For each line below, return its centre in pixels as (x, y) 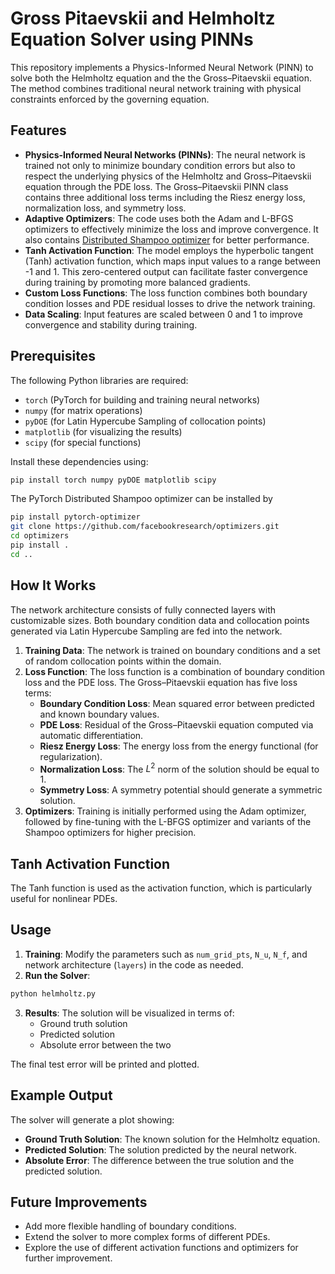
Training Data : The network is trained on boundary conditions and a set (172, 650)
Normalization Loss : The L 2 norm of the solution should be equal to (179, 768)
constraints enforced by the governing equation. (110, 99)
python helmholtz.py (53, 993)
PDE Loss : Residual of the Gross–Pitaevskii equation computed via (176, 724)
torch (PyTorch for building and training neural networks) (142, 399)
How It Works (53, 585)
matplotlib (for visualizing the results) (103, 431)
